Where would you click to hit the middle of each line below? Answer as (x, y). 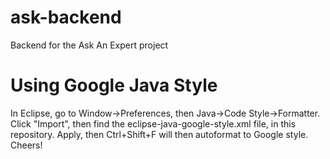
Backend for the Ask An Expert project (89, 45)
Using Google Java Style (114, 85)
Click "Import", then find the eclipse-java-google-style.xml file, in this (153, 123)
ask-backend (66, 17)
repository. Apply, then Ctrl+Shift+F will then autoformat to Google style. (159, 134)
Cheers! (26, 145)
